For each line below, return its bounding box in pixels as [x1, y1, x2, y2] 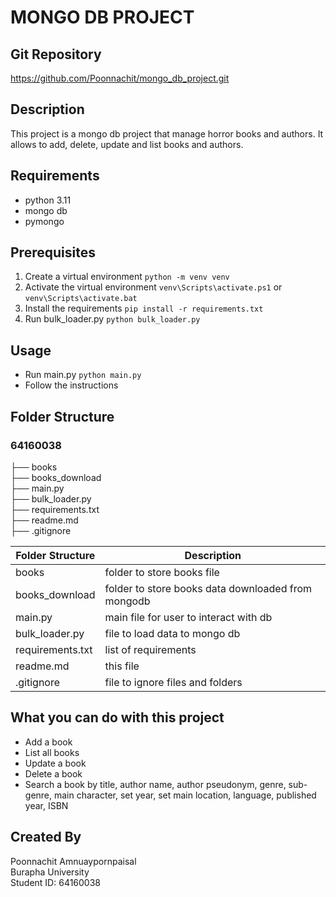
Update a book [24, 757, 87, 769]
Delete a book [24, 767, 83, 780]
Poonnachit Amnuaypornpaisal [10, 855, 137, 867]
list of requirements [104, 642, 197, 656]
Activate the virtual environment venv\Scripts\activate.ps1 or [24, 281, 283, 293]
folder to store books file [104, 565, 220, 579]
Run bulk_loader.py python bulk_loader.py [24, 313, 201, 325]
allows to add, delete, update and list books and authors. [10, 138, 244, 150]
